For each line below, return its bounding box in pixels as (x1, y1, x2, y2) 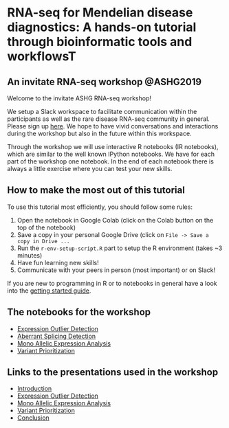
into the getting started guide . (7, 286, 91, 295)
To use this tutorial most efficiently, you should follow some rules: (7, 203, 193, 211)
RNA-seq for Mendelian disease (7, 5, 193, 21)
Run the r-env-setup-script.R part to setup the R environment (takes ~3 (17, 244, 223, 252)
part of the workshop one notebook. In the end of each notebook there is (7, 157, 215, 166)
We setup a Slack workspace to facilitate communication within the (7, 108, 197, 115)
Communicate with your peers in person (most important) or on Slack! (17, 266, 215, 274)
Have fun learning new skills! (17, 258, 99, 267)
